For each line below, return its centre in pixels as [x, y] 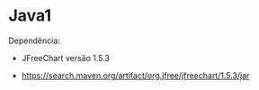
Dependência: [34, 40]
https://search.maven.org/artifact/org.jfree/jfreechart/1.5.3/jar [135, 75]
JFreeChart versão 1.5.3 [65, 58]
